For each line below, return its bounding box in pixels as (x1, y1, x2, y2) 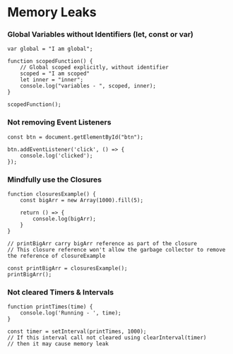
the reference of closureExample (7, 252, 106, 260)
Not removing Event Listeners (7, 117, 112, 127)
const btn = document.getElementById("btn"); (7, 134, 143, 141)
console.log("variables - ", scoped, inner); (20, 83, 157, 90)
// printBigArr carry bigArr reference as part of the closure (7, 240, 198, 247)
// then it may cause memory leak (7, 341, 109, 348)
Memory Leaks (7, 4, 97, 20)
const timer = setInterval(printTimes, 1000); (7, 328, 147, 336)
